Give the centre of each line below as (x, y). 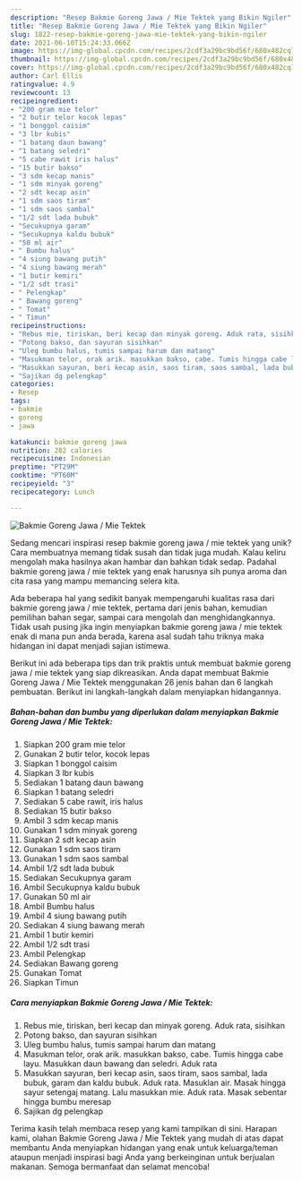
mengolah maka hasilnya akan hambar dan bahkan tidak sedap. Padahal (143, 562)
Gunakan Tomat (52, 972)
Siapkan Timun (51, 982)
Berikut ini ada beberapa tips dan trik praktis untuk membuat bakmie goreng (151, 663)
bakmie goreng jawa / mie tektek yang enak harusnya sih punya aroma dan (149, 571)
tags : (20, 401)
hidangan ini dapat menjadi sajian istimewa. (91, 645)
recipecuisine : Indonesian (60, 459)
